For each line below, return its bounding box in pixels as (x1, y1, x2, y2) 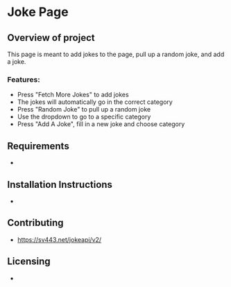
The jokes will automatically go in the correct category (17, 98, 173, 106)
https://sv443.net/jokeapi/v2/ (17, 235, 102, 243)
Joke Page (7, 4, 69, 20)
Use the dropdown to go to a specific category (17, 112, 151, 121)
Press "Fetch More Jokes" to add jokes (17, 91, 130, 99)
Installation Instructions (7, 178, 113, 191)
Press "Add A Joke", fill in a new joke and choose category (17, 120, 185, 128)
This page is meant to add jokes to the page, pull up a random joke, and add (7, 50, 225, 58)
